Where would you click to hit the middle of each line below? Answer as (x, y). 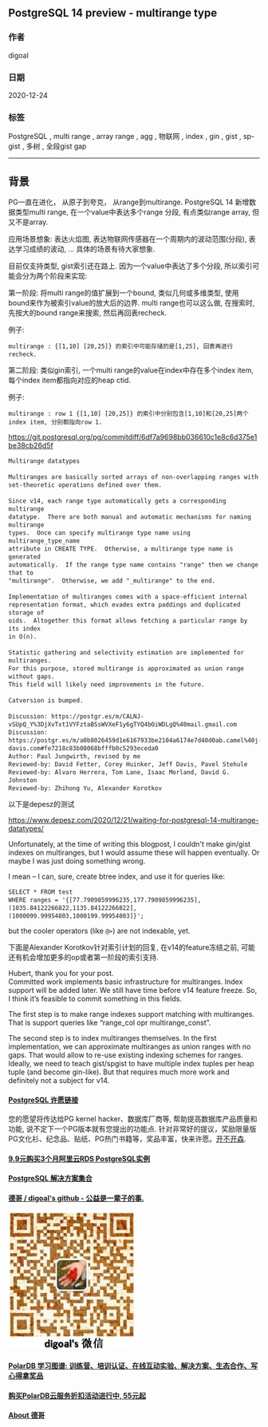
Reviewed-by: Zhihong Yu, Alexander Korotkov (85, 789)
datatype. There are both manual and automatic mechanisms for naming (130, 517)
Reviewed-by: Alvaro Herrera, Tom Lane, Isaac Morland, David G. (119, 773)
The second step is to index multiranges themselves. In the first (112, 1038)
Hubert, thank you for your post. (61, 974)
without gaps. (32, 677)
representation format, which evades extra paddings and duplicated (124, 605)
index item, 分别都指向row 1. (55, 422)
